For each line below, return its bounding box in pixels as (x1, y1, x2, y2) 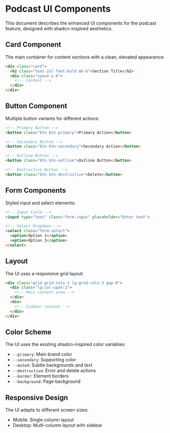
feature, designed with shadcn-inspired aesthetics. (5, 25, 113, 31)
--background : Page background (12, 378, 81, 384)
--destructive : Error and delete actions (12, 367, 96, 374)
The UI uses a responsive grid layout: (5, 270, 84, 276)
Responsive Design (5, 393, 68, 402)
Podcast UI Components (5, 3, 111, 15)
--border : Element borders (12, 373, 69, 379)
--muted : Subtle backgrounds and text (12, 362, 93, 369)
